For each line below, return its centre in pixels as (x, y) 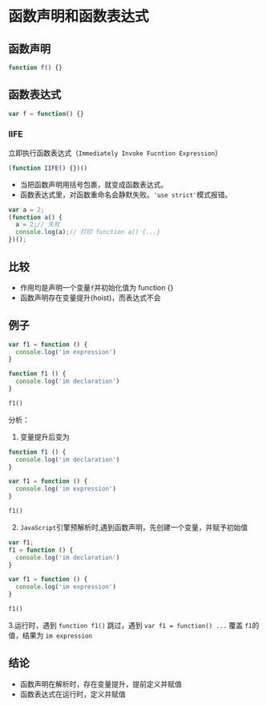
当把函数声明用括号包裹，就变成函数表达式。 (94, 184)
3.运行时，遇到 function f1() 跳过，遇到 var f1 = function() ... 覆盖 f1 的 (134, 625)
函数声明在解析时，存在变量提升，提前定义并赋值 (101, 683)
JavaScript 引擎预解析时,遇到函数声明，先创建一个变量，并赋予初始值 (134, 527)
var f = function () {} (46, 113)
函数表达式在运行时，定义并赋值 (73, 694)
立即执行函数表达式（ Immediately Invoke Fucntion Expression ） (115, 153)
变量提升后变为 (44, 437)
